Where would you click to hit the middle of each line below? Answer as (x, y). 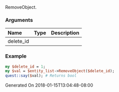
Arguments (19, 20)
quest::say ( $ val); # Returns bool (41, 76)
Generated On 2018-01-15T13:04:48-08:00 (49, 85)
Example (16, 56)
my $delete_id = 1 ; (25, 67)
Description (65, 33)
